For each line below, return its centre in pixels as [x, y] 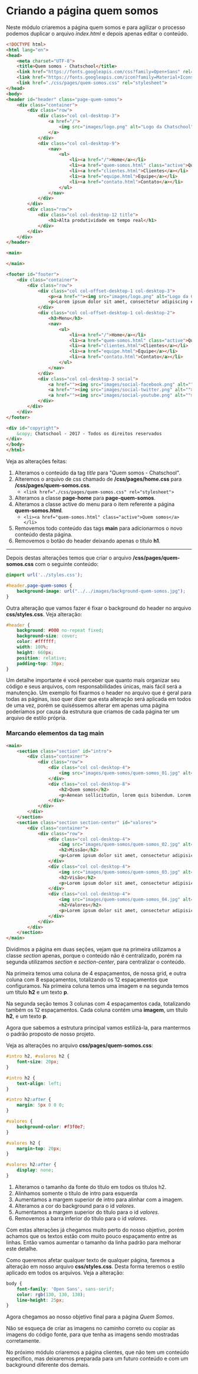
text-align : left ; [39, 1084]
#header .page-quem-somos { [39, 586]
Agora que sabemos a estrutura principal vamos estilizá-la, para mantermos [98, 1028]
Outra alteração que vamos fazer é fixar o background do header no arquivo [99, 608]
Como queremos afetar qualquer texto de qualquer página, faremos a [90, 1260]
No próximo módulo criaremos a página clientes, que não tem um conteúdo [98, 1352]
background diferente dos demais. [48, 1365]
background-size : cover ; [47, 636]
